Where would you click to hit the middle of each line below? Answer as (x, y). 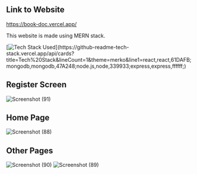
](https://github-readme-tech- (92, 47)
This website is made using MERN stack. (56, 36)
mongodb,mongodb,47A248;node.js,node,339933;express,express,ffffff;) (96, 66)
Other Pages (30, 151)
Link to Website (36, 10)
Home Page (28, 118)
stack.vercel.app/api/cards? (40, 53)
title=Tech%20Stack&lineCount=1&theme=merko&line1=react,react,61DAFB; (99, 59)
